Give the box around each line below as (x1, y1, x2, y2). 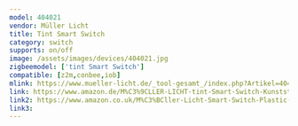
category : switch (9, 37, 74, 47)
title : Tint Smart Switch (9, 29, 105, 38)
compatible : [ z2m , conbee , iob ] (9, 71, 122, 80)
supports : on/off (9, 46, 74, 55)
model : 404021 (9, 12, 62, 22)
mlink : (9, 79, 34, 88)
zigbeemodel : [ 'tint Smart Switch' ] (9, 63, 145, 72)
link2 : (9, 95, 34, 105)
